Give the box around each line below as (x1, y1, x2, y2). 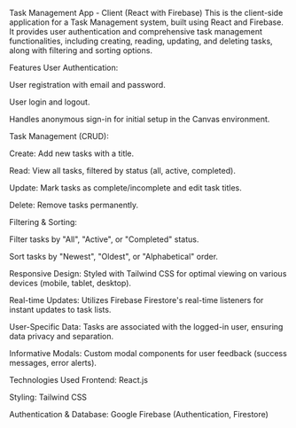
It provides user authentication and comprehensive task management (9, 27, 263, 36)
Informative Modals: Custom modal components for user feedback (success (9, 348, 288, 358)
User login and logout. (9, 97, 90, 107)
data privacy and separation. (9, 331, 114, 341)
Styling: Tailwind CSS (9, 392, 87, 402)
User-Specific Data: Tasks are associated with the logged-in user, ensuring (9, 322, 284, 331)
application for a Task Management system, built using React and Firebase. (9, 17, 284, 27)
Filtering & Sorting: (9, 217, 78, 227)
